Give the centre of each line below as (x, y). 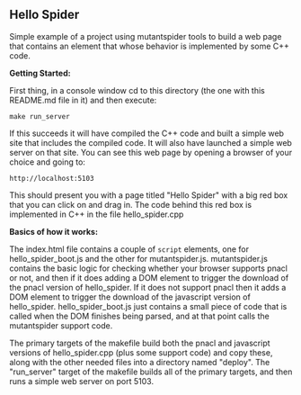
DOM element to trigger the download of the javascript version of (130, 297)
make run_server (40, 116)
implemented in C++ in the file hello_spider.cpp (97, 214)
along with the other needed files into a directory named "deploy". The (140, 362)
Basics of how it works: (54, 231)
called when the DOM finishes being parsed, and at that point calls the (139, 316)
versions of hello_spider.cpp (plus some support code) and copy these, (141, 352)
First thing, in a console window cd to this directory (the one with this (137, 90)
